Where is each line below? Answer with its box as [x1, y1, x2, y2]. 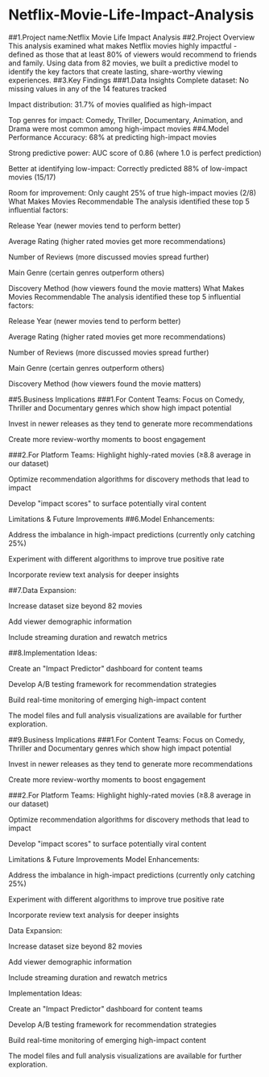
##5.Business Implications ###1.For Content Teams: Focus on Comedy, [8, 394, 246, 404]
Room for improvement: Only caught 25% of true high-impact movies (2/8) [8, 187, 257, 197]
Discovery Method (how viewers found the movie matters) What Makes [8, 283, 245, 292]
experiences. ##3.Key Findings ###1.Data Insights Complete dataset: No [8, 75, 250, 85]
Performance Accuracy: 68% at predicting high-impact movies [8, 132, 217, 142]
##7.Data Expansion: [8, 585, 77, 595]
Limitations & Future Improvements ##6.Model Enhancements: [8, 514, 215, 524]
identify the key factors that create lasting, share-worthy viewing [8, 66, 223, 76]
